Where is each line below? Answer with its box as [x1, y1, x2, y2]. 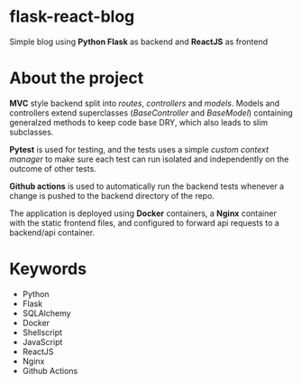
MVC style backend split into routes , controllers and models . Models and [9, 98, 280, 108]
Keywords [9, 259, 87, 279]
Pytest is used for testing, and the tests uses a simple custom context [9, 144, 269, 154]
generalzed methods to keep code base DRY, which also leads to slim [9, 117, 269, 127]
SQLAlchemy [22, 307, 71, 318]
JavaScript [22, 336, 63, 347]
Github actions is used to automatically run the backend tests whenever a [9, 181, 285, 191]
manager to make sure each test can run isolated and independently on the [9, 154, 289, 164]
